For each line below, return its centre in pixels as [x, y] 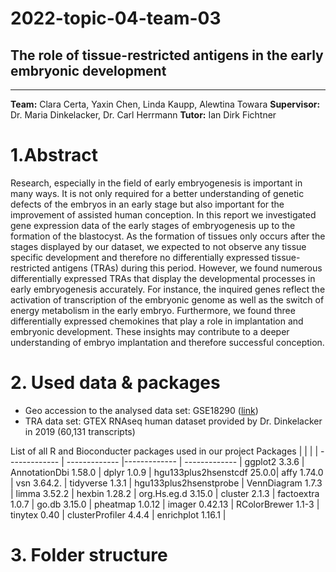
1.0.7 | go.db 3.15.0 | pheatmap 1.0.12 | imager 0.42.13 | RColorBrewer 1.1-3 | [165, 504]
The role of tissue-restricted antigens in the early [167, 55]
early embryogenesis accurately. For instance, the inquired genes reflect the [168, 289]
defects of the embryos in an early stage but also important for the [147, 204]
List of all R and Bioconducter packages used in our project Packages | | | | [164, 451]
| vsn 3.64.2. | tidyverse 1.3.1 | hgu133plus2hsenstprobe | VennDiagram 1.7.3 [166, 483]
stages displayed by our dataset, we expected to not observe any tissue [158, 246]
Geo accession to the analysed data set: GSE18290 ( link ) [141, 410]
